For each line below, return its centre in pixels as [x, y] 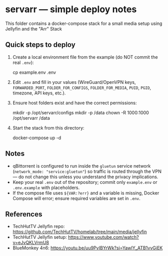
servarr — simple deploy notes [71, 9]
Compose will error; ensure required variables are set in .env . [76, 198]
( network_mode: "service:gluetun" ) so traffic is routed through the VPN [87, 171]
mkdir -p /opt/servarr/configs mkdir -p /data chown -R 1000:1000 [81, 112]
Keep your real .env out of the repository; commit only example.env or [85, 182]
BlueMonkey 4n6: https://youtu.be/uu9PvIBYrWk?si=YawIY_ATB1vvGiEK [88, 248]
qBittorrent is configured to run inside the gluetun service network [81, 166]
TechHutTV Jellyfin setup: [40, 237]
